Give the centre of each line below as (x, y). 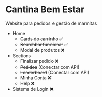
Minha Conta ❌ (36, 78)
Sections (22, 56)
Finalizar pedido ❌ (39, 61)
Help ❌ (27, 83)
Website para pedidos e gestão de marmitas (51, 23)
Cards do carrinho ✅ (41, 39)
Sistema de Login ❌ (33, 89)
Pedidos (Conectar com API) (50, 67)
